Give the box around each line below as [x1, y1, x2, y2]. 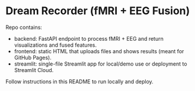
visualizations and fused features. [14, 41, 97, 48]
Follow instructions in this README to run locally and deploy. [5, 78, 154, 85]
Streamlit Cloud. [14, 66, 54, 73]
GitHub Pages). [14, 54, 52, 61]
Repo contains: [5, 24, 43, 31]
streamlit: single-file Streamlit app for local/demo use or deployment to [14, 60, 187, 67]
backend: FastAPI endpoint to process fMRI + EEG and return [14, 35, 164, 42]
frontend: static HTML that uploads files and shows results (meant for [14, 47, 184, 54]
